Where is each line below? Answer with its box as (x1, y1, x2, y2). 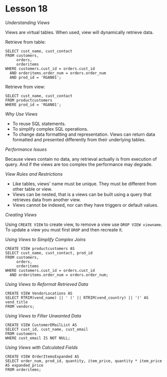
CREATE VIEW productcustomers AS (5, 246, 75, 251)
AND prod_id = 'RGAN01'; (9, 75, 61, 80)
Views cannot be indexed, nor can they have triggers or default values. (12, 202, 158, 208)
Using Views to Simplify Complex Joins (5, 236, 86, 242)
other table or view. (12, 186, 52, 192)
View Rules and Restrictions (5, 171, 63, 177)
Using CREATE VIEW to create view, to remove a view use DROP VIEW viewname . (5, 221, 162, 227)
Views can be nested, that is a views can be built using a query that (12, 191, 151, 197)
